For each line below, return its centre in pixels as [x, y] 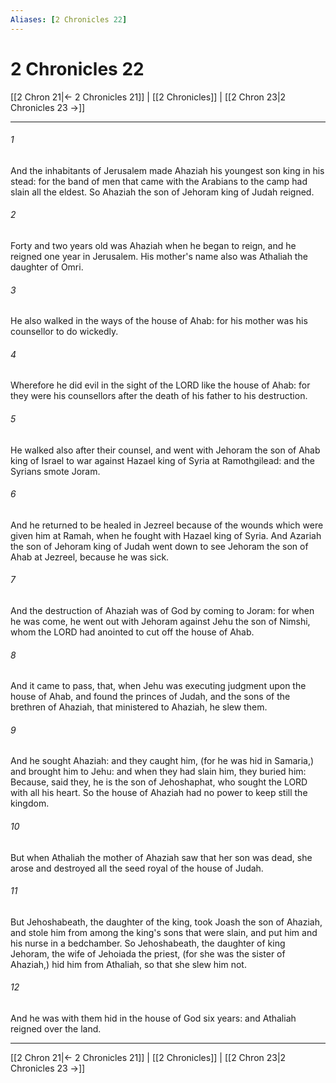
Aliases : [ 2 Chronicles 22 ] [69, 19]
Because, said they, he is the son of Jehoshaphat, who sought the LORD [159, 782]
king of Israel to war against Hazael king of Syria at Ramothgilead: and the [162, 460]
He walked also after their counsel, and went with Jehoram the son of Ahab [165, 450]
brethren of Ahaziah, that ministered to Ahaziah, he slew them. [139, 707]
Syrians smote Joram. [55, 471]
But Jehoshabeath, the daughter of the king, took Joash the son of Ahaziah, [166, 922]
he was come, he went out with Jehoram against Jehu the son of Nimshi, [160, 621]
